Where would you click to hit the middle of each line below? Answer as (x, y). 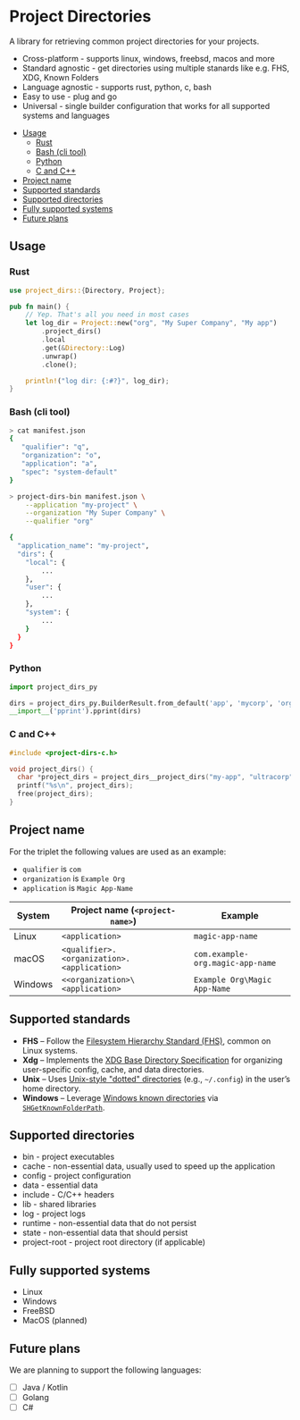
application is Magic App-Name (78, 887)
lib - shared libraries (59, 1205)
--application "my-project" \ (82, 505)
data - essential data (60, 1185)
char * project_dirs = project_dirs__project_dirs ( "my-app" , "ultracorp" (155, 777)
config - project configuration (76, 1176)
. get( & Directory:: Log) (83, 348)
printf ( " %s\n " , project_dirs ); (75, 786)
